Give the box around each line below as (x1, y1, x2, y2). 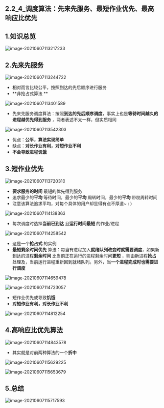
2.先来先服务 (5, 61, 44, 69)
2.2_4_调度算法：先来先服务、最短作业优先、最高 (5, 4, 154, 13)
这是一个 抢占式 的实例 (12, 240, 57, 246)
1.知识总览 (5, 32, 36, 40)
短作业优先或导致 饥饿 (12, 294, 55, 300)
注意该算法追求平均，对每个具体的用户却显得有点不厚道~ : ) (12, 201, 132, 206)
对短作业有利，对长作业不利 (12, 300, 69, 306)
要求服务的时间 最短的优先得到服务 (12, 188, 82, 194)
